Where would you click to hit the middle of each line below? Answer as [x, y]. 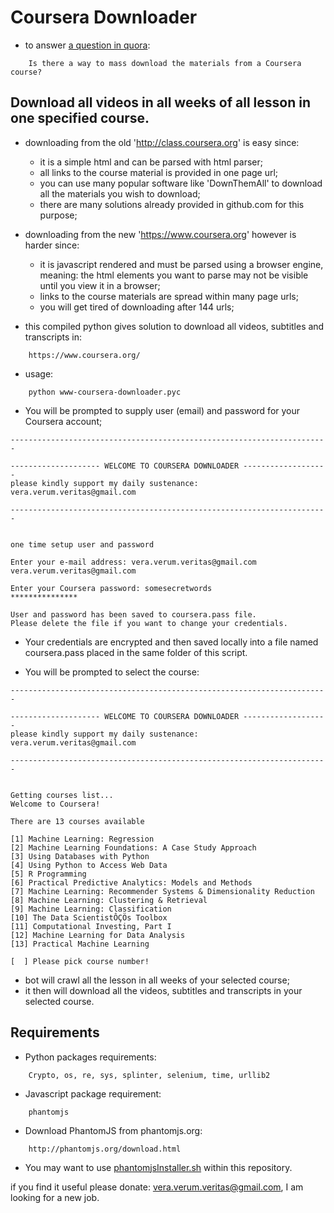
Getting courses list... [62, 795]
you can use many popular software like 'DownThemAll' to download [181, 183]
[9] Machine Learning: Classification [91, 909]
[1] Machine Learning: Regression [82, 839]
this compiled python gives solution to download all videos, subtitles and [174, 326]
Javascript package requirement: [93, 1093]
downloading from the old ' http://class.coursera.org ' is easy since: [162, 142]
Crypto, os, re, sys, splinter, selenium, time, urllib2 [149, 1075]
